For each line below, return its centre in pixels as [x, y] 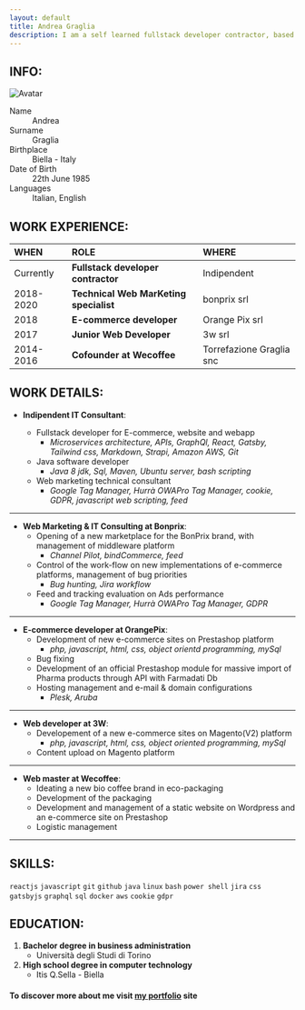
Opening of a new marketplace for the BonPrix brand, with [145, 535]
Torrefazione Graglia [246, 349]
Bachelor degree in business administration [107, 945]
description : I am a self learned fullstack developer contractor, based [152, 35]
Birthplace [29, 150]
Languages [30, 188]
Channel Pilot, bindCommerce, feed [116, 555]
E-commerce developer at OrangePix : [95, 629]
